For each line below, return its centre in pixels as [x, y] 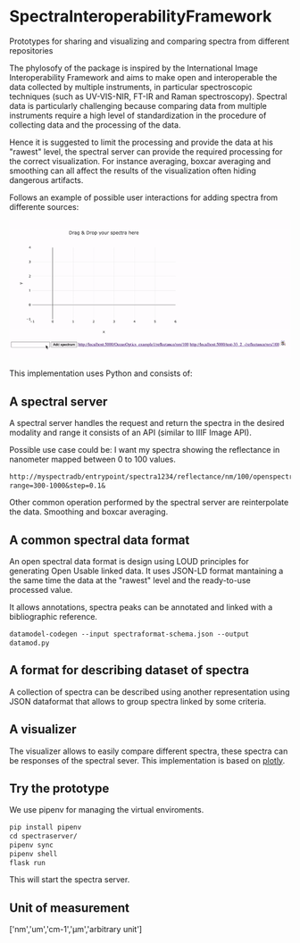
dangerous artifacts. [46, 179]
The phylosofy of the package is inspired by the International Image [134, 68]
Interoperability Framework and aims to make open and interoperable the [143, 77]
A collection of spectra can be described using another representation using [150, 692]
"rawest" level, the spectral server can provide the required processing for [146, 151]
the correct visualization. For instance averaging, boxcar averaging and [140, 161]
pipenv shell [33, 855]
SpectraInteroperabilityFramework [141, 17]
